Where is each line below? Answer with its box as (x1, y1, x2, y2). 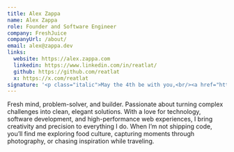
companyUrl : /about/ (7, 36, 68, 43)
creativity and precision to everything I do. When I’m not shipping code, (7, 122, 212, 130)
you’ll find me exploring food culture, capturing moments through (7, 130, 195, 138)
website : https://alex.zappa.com (13, 56, 111, 62)
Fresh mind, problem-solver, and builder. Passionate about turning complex (7, 100, 224, 108)
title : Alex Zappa (7, 10, 61, 17)
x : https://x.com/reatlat (13, 74, 89, 82)
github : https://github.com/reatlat (13, 68, 120, 75)
